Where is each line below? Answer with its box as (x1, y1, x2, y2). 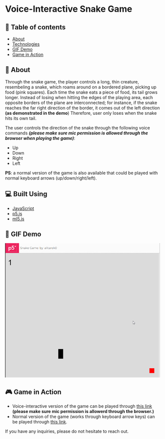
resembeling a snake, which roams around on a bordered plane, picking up (5, 84, 157, 90)
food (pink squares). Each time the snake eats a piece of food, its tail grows (5, 89, 158, 95)
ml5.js (12, 216, 25, 222)
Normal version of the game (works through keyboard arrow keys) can (12, 413, 155, 419)
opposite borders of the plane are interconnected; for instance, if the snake (5, 100, 157, 105)
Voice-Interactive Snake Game (5, 3, 133, 15)
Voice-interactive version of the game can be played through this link (12, 403, 152, 409)
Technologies (12, 41, 40, 47)
